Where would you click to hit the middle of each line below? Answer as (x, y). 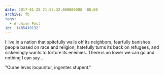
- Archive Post (25, 23)
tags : (11, 19)
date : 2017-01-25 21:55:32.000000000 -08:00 (51, 10)
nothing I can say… (24, 58)
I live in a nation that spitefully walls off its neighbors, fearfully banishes (78, 42)
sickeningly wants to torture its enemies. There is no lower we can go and (80, 53)
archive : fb (17, 14)
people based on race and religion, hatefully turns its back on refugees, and (82, 47)
